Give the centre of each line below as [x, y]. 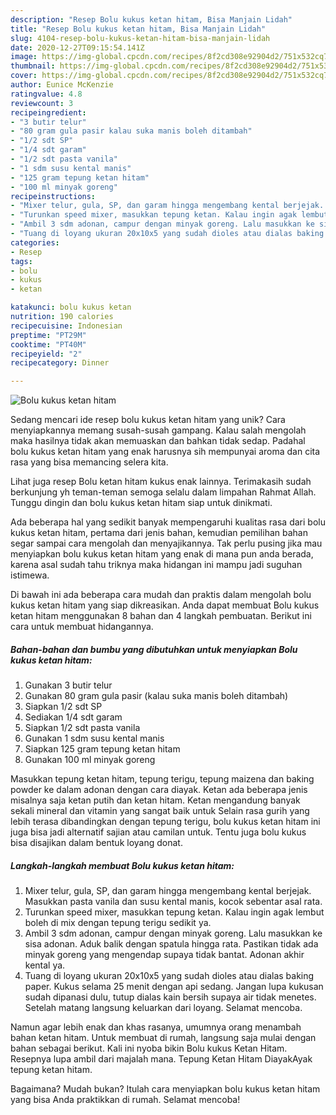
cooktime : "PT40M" [48, 344]
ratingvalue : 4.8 [46, 94]
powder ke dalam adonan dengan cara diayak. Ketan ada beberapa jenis [159, 790]
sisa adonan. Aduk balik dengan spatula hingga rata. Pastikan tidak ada [171, 944]
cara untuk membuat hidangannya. [82, 627]
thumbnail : [33, 66]
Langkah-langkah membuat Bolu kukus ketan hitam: [122, 865]
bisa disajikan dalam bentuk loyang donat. [96, 843]
